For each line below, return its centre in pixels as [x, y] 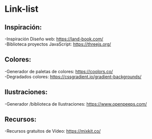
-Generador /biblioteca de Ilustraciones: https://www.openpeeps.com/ [76, 104]
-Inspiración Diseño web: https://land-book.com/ [54, 39]
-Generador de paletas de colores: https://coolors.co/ [59, 71]
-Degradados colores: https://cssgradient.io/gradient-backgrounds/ [73, 77]
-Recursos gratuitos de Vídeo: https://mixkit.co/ [53, 131]
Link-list [22, 9]
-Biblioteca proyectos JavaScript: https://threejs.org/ [58, 44]
